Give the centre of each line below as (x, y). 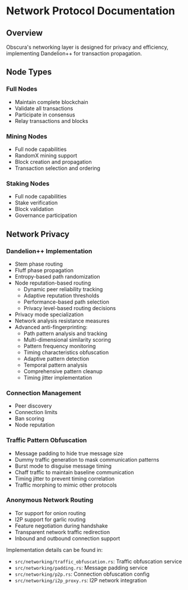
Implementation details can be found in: (55, 550)
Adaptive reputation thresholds (61, 295)
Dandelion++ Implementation (49, 251)
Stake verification (36, 203)
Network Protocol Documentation (91, 11)
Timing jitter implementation (58, 377)
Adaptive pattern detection (56, 358)
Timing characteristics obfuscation (66, 352)
